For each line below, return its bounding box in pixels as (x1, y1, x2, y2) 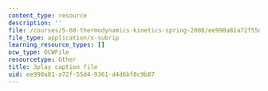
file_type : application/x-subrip (8, 33, 120, 42)
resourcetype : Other (8, 56, 77, 64)
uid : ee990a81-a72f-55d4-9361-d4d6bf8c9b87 (8, 70, 156, 78)
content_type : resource (8, 11, 88, 20)
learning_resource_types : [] (8, 41, 105, 49)
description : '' (8, 19, 62, 27)
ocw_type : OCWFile (8, 48, 69, 56)
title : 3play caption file (8, 63, 98, 71)
